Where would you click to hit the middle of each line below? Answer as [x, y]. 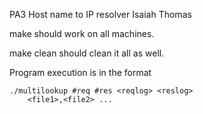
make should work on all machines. [82, 33]
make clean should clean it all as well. [87, 53]
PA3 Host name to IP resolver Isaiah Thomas [100, 14]
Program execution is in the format [80, 72]
